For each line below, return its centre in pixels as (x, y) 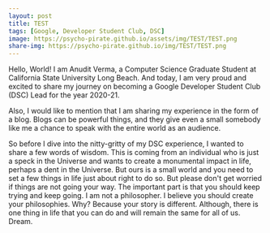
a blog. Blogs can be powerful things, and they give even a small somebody (135, 119)
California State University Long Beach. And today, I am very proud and (128, 78)
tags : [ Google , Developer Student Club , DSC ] (86, 31)
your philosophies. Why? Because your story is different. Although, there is (133, 205)
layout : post (30, 16)
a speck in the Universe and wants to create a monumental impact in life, (130, 161)
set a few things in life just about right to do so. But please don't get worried (135, 179)
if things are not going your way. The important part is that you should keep (135, 187)
